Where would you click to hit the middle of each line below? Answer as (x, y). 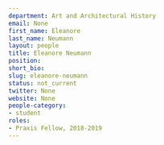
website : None (32, 98)
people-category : (37, 106)
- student (25, 114)
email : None (28, 23)
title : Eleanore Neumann (50, 53)
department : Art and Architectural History (82, 16)
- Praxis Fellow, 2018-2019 (55, 128)
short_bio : (27, 68)
